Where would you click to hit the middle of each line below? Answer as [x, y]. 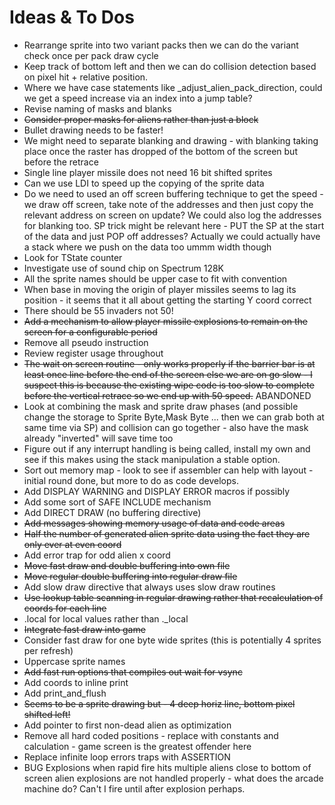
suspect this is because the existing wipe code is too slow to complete [169, 385]
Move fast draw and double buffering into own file [127, 565]
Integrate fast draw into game [84, 629]
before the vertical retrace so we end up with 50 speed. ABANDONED [167, 395]
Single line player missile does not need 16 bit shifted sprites [148, 172]
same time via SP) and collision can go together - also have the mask [166, 427]
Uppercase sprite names [74, 661]
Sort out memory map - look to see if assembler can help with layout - [168, 470]
